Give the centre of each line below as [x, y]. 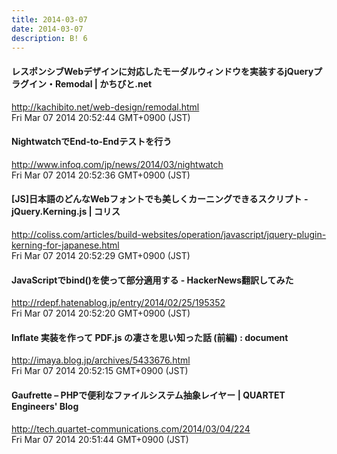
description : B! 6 [49, 38]
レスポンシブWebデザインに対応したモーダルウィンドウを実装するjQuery [162, 71]
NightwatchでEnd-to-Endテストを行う [92, 142]
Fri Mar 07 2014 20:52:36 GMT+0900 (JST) [101, 175]
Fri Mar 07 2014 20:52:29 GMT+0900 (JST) [101, 255]
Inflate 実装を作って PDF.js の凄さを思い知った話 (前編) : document [150, 337]
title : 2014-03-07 [49, 19]
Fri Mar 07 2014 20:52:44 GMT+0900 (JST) [101, 117]
